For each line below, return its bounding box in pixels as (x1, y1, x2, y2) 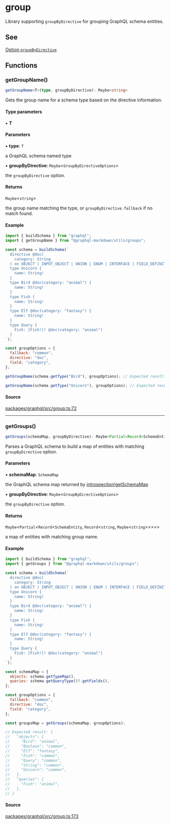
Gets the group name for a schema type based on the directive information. (5, 97, 163, 103)
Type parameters (5, 109, 42, 115)
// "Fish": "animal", (5, 781, 60, 787)
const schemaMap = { (5, 669, 49, 674)
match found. (5, 210, 33, 217)
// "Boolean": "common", (5, 744, 67, 749)
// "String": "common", (5, 763, 65, 768)
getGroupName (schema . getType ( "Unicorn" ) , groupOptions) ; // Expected (5, 383, 155, 388)
